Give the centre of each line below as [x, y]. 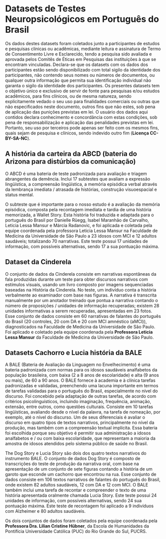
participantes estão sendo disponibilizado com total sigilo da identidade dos [83, 69]
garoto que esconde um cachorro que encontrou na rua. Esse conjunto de [81, 475]
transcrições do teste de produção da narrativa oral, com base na [72, 464]
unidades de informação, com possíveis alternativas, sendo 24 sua [74, 501]
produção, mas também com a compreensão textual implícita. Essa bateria [81, 428]
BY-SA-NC [16, 138]
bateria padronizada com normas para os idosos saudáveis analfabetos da [81, 370]
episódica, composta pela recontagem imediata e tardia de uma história [78, 209]
